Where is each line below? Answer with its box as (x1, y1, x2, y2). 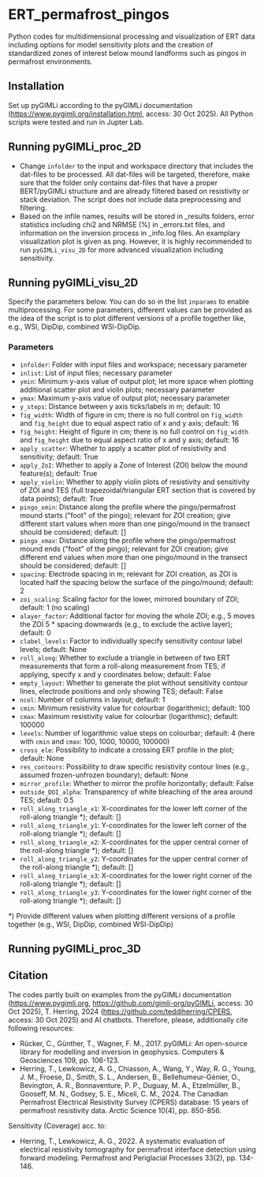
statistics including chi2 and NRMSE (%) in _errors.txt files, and (19, 219, 225, 229)
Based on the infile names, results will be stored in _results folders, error (19, 211, 255, 221)
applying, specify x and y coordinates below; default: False (19, 669, 211, 679)
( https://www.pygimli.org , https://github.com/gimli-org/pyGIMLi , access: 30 (8, 998, 254, 1008)
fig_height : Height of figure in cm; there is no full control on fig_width (19, 426, 249, 436)
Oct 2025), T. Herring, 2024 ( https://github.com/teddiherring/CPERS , (8, 1007, 232, 1016)
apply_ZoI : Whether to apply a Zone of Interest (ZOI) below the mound (19, 460, 248, 470)
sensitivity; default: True (19, 452, 99, 461)
